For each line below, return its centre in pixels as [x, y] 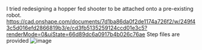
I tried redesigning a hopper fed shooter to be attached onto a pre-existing [100, 9]
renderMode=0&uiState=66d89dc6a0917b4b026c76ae [76, 34]
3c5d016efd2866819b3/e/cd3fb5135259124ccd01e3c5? [77, 28]
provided [18, 41]
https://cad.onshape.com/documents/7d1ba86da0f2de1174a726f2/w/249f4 [101, 21]
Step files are [163, 34]
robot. [14, 15]
